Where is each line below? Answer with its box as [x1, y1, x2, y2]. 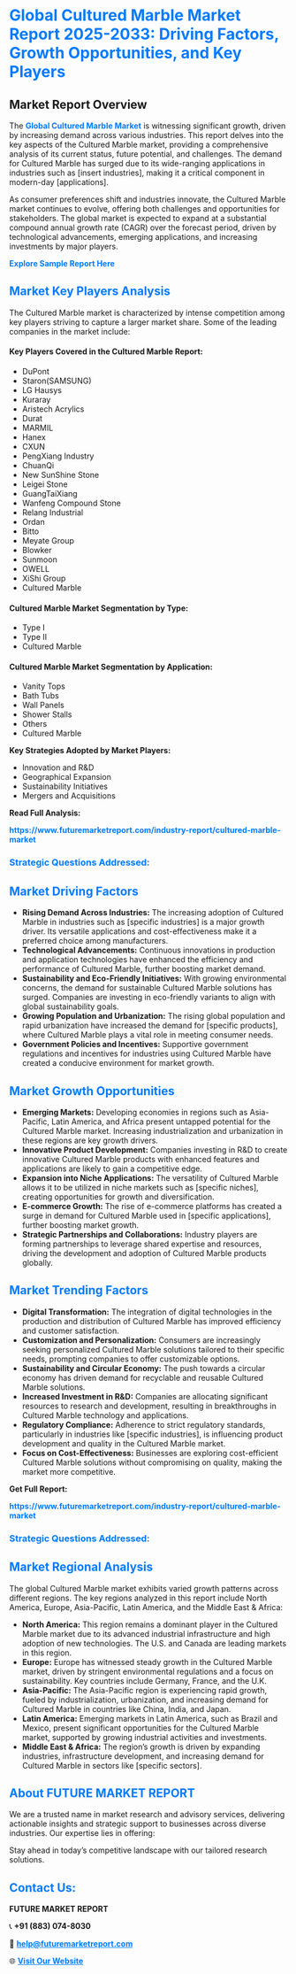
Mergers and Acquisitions [21, 790, 117, 801]
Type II [21, 632, 48, 643]
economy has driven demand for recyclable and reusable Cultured [21, 1372, 263, 1383]
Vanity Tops [21, 681, 66, 691]
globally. [21, 1257, 53, 1268]
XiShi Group [21, 573, 66, 584]
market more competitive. [21, 1466, 117, 1477]
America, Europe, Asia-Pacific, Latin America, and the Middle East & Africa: [9, 1601, 284, 1612]
